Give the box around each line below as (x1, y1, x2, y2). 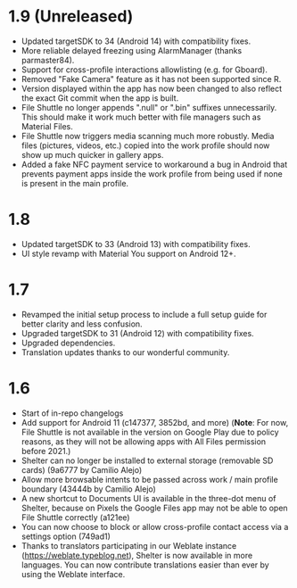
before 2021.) (21, 445, 71, 456)
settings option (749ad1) (21, 531, 111, 542)
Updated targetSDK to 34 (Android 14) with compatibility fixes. (21, 36, 252, 46)
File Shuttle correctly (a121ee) (21, 511, 130, 523)
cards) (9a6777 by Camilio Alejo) (21, 464, 143, 475)
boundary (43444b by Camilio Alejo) (21, 484, 157, 494)
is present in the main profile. (21, 178, 129, 188)
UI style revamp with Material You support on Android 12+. (21, 248, 236, 259)
